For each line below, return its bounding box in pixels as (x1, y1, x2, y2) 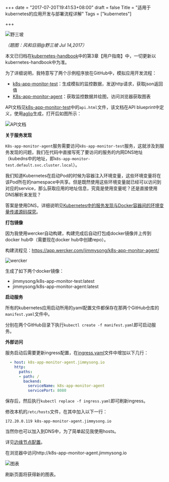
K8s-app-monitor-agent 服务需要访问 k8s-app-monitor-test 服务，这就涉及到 (5, 143, 160, 149)
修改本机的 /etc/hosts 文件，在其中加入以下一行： (5, 409, 107, 415)
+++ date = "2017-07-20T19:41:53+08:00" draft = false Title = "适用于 (5, 5, 151, 10)
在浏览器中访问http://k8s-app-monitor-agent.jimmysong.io (5, 450, 127, 456)
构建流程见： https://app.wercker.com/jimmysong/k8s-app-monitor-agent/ (5, 247, 159, 253)
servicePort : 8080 (27, 388, 67, 393)
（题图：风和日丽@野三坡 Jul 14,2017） (5, 42, 87, 48)
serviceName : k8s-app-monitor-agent (27, 383, 105, 389)
